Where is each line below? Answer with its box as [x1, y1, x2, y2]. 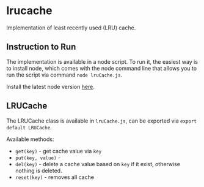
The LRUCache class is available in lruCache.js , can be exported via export [6, 117, 197, 124]
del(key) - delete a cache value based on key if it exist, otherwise [15, 160, 180, 167]
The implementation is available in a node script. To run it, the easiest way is [6, 58, 199, 65]
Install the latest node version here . [6, 83, 95, 90]
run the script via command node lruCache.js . [6, 71, 123, 78]
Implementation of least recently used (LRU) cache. [6, 24, 136, 31]
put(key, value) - [15, 154, 61, 161]
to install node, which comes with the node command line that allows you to [6, 64, 197, 72]
